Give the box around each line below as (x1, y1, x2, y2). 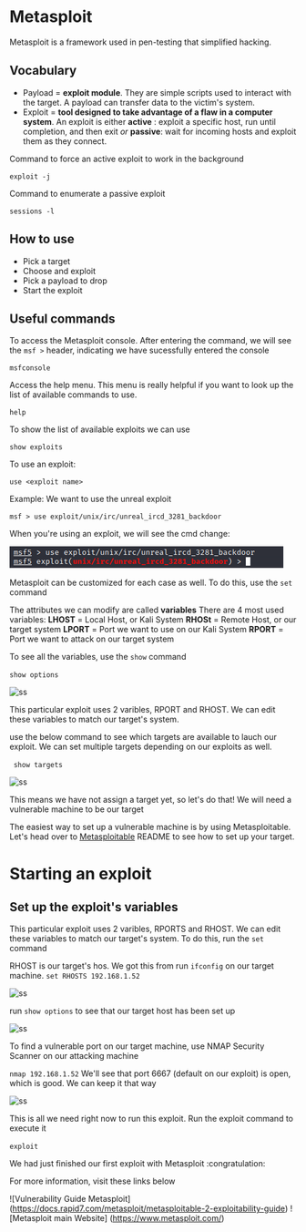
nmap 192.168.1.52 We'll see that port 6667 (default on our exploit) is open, (9, 1068, 291, 1079)
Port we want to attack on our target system (9, 633, 175, 644)
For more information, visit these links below (9, 1176, 176, 1186)
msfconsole (9, 364, 51, 373)
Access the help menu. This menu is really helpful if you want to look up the (9, 380, 294, 391)
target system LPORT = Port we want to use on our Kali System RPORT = (9, 624, 284, 635)
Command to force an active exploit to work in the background (9, 153, 244, 164)
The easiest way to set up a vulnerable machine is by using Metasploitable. (9, 822, 291, 833)
